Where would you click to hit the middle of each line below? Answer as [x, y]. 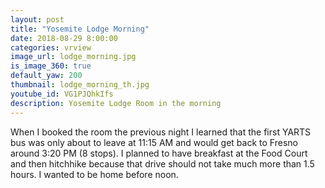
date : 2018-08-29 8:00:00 [64, 38]
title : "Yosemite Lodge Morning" [80, 29]
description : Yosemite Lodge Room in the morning [116, 103]
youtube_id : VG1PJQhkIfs [62, 94]
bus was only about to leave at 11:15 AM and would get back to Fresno [154, 142]
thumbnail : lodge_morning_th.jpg [80, 85]
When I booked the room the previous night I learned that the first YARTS [161, 132]
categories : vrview [51, 47]
